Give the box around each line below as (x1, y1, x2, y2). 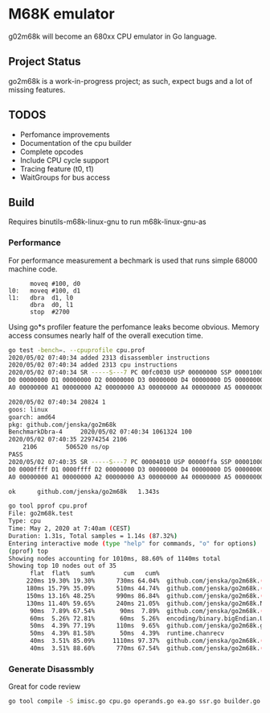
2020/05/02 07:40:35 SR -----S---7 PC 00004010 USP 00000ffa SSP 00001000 (8, 458, 264, 466)
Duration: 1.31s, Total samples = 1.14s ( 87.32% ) (8, 532, 178, 540)
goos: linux (8, 405, 48, 413)
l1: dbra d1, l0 (8, 293, 74, 302)
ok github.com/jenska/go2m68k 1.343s (8, 487, 160, 495)
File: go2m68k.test (8, 509, 74, 518)
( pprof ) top (8, 547, 48, 555)
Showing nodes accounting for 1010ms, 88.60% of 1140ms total (8, 554, 221, 562)
